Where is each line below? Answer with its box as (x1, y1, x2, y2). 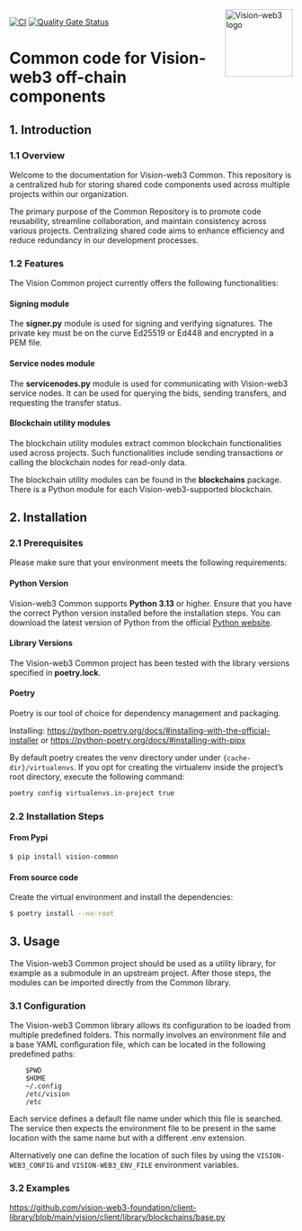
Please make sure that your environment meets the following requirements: (9, 557, 288, 568)
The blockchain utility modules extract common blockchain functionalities (9, 437, 282, 448)
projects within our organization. (9, 188, 129, 199)
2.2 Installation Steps (9, 810, 105, 822)
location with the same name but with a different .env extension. (9, 1133, 247, 1144)
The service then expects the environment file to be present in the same (9, 1123, 277, 1134)
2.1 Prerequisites (9, 537, 84, 550)
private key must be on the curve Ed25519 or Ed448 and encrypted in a (9, 328, 274, 338)
